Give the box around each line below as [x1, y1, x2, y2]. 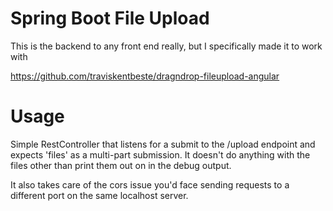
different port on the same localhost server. [10, 189, 189, 201]
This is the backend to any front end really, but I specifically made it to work [10, 40, 323, 52]
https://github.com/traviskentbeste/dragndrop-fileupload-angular [10, 70, 280, 82]
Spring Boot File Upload [10, 7, 210, 30]
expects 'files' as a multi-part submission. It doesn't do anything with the [10, 148, 311, 161]
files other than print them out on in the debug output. [10, 159, 232, 171]
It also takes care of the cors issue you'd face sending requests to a [10, 178, 290, 191]
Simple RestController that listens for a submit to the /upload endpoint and [10, 138, 316, 150]
